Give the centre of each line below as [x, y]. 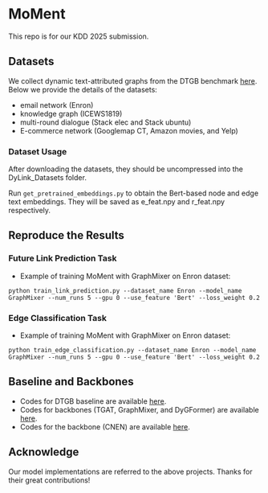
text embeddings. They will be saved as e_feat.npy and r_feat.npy [117, 202]
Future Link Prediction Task [63, 258]
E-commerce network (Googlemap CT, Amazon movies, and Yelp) [129, 130]
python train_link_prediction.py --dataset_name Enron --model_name [125, 290]
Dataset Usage [38, 151]
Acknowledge [44, 452]
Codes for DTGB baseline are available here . [93, 401]
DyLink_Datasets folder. [47, 178]
